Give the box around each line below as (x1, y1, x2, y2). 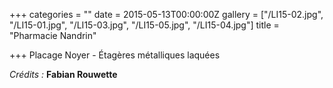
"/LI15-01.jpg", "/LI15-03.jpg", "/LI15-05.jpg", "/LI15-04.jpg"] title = (9, 19, 280, 31)
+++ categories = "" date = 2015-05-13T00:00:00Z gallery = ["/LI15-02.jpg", (9, 9, 324, 20)
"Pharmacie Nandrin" (9, 30, 97, 41)
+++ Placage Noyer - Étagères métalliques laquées (9, 49, 221, 61)
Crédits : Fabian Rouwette (9, 69, 118, 80)
